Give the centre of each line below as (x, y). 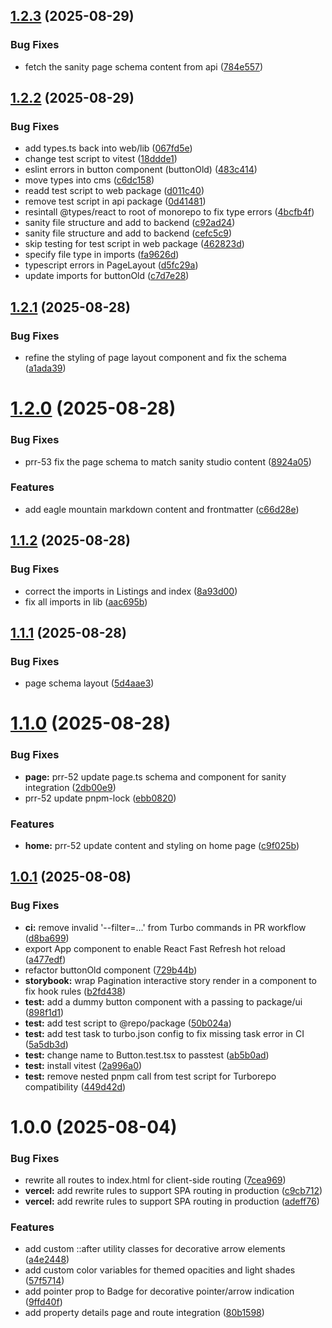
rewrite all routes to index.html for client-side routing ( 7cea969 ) (155, 1180)
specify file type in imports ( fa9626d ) (102, 255)
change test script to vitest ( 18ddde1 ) (101, 159)
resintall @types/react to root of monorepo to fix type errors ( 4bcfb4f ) (169, 212)
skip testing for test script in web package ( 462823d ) (134, 244)
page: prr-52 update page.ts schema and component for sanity (155, 776)
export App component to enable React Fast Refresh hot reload (155, 948)
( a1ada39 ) (45, 368)
